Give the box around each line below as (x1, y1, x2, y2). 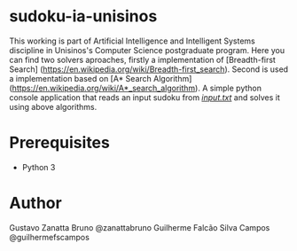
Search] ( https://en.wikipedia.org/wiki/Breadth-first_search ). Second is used (9, 64, 289, 75)
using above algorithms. (9, 101, 98, 112)
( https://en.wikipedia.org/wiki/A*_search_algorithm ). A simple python (9, 82, 262, 93)
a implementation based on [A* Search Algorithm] (9, 73, 192, 83)
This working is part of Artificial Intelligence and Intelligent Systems (9, 35, 255, 46)
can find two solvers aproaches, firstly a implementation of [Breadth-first (9, 54, 277, 65)
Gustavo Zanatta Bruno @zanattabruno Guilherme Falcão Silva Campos (9, 222, 270, 232)
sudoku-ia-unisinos (9, 6, 158, 27)
